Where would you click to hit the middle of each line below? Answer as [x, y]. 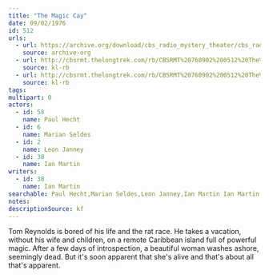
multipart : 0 [30, 97]
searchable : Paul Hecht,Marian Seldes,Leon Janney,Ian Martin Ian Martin [134, 194]
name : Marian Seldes [57, 134]
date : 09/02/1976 [37, 23]
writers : [23, 172]
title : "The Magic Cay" [48, 16]
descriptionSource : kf [46, 208]
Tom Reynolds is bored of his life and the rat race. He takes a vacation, [125, 232]
